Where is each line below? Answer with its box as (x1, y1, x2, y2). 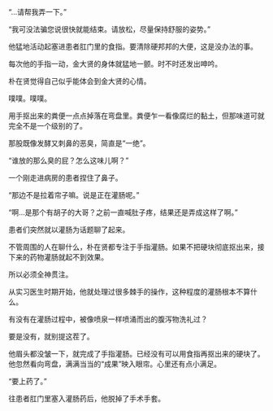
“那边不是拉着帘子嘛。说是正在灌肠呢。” (8, 190, 140, 199)
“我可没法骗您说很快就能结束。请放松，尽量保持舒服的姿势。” (8, 24, 211, 34)
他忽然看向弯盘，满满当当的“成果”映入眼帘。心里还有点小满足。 (8, 359, 222, 369)
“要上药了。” (8, 377, 47, 386)
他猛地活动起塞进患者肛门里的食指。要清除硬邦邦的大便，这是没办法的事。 (8, 42, 258, 51)
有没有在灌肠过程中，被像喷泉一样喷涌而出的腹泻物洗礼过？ (8, 314, 208, 324)
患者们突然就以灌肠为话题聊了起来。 (8, 225, 130, 234)
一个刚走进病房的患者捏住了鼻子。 (8, 173, 123, 182)
